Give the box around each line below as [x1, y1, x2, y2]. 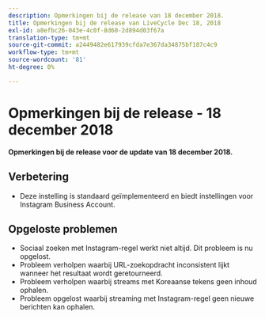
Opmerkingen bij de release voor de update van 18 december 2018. [8, 147, 233, 157]
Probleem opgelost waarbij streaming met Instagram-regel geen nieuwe [19, 294, 255, 303]
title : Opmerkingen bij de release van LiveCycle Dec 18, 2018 [8, 19, 221, 27]
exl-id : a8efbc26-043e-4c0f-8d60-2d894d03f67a [8, 26, 165, 34]
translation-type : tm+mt [8, 33, 90, 42]
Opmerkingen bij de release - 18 [8, 104, 221, 122]
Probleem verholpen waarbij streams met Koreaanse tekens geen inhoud [19, 277, 257, 287]
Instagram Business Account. [19, 199, 116, 209]
